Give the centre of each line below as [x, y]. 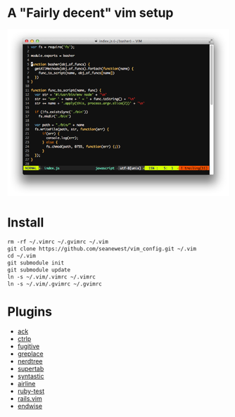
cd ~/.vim [22, 256]
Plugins [30, 312]
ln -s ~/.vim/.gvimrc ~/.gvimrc [55, 284]
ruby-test [31, 391]
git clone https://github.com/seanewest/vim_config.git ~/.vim [102, 249]
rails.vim [30, 399]
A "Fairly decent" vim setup [90, 13]
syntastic [31, 376]
